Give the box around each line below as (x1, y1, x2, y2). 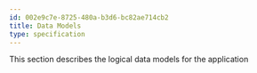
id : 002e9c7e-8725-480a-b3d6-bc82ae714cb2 (9, 12, 169, 22)
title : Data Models (9, 21, 82, 30)
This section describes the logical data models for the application (9, 54, 249, 65)
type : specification (9, 29, 86, 38)
